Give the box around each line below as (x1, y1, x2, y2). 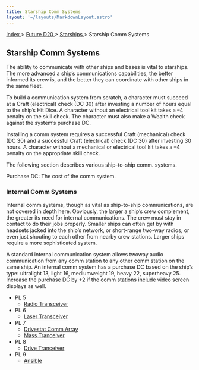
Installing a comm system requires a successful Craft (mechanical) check (6, 131, 186, 138)
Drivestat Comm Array (23, 325, 78, 333)
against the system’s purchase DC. (6, 120, 91, 127)
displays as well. (6, 282, 46, 289)
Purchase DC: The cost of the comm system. (6, 173, 116, 180)
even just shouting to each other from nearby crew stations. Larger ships (6, 233, 185, 240)
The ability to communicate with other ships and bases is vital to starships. (6, 64, 189, 71)
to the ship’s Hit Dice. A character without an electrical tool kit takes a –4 (6, 106, 184, 114)
